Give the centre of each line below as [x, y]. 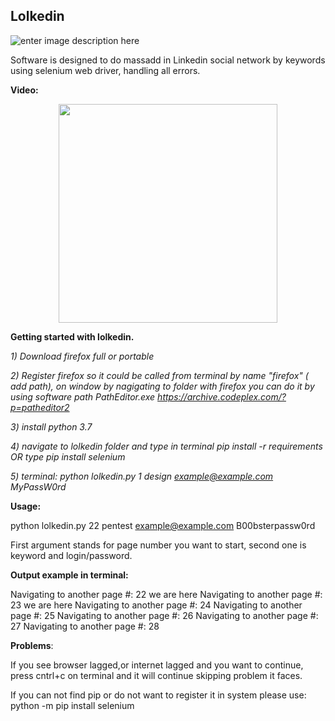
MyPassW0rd [38, 486]
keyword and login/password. [71, 555]
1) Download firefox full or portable [82, 356]
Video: [24, 90]
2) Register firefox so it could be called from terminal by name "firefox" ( [159, 375]
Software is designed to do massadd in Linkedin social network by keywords [168, 60]
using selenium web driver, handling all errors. [105, 70]
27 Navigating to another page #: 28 [85, 626]
